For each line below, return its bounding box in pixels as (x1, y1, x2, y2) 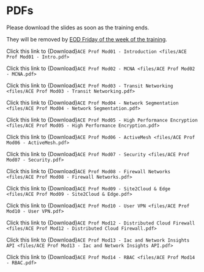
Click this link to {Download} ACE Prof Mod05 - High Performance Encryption (6, 116, 198, 123)
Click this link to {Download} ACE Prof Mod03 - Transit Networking (6, 82, 173, 89)
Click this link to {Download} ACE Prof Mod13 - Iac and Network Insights (6, 236, 190, 243)
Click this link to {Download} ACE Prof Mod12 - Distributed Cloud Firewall (6, 219, 195, 226)
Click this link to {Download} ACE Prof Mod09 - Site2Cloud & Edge (6, 184, 171, 192)
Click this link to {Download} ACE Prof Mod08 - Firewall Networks (6, 167, 171, 174)
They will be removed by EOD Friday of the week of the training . (6, 35, 167, 43)
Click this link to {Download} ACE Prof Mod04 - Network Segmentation (6, 99, 179, 106)
